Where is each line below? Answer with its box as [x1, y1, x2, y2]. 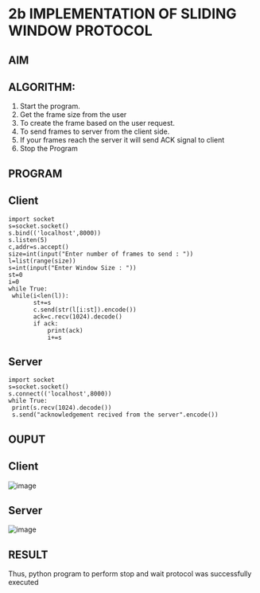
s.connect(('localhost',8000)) [8, 390, 112, 398]
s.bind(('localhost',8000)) [8, 228, 102, 237]
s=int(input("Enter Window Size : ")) [8, 263, 137, 271]
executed [8, 578, 39, 587]
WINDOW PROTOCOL [8, 21, 153, 40]
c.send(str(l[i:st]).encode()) [33, 306, 137, 314]
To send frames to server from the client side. [19, 127, 170, 136]
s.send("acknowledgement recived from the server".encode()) [11, 411, 219, 419]
